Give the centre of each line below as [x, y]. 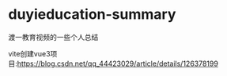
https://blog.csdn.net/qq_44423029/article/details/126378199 [118, 63]
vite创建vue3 [29, 53]
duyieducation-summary [92, 14]
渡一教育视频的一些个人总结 [53, 37]
